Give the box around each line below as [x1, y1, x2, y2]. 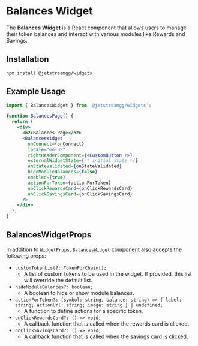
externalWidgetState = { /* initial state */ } [28, 158, 138, 164]
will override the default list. [23, 276, 93, 284]
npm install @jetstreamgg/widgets [6, 70, 93, 76]
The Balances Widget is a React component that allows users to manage [6, 24, 187, 31]
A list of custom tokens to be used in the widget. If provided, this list [23, 270, 192, 277]
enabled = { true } [28, 174, 66, 180]
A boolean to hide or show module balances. [23, 289, 134, 296]
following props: [6, 252, 46, 259]
